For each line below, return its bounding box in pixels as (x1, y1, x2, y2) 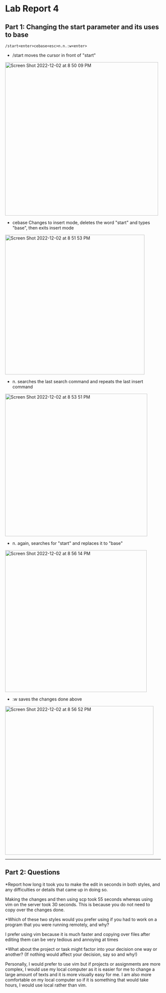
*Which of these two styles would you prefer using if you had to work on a (5, 916, 157, 922)
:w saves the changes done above (12, 696, 83, 702)
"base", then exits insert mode (12, 225, 74, 231)
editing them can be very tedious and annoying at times (5, 936, 119, 942)
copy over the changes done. (5, 907, 65, 913)
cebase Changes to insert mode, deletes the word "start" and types (12, 220, 150, 226)
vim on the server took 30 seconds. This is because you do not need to (5, 901, 150, 907)
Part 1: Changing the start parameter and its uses (5, 23, 159, 31)
